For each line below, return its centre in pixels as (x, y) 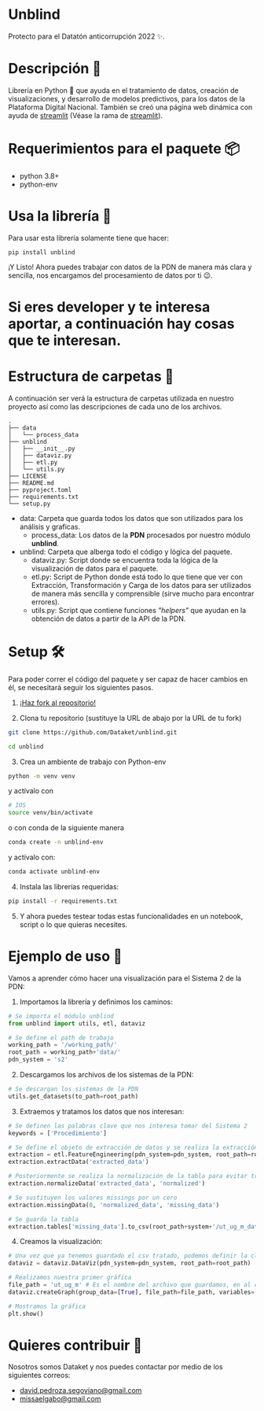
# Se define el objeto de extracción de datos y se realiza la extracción (133, 1147)
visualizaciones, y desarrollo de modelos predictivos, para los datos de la (127, 98)
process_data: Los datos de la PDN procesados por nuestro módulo (141, 535)
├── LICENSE (27, 476)
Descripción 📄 (55, 69)
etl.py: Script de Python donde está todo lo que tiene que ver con (137, 577)
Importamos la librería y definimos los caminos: (96, 1002)
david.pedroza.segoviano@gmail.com (81, 1391)
